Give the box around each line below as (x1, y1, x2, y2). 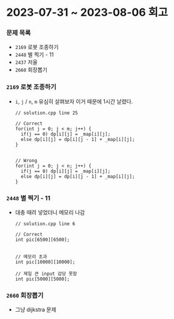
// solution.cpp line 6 (15, 221, 76, 227)
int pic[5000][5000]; (15, 276, 70, 282)
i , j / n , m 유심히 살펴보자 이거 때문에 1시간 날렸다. (15, 97, 133, 105)
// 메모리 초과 (15, 254, 47, 260)
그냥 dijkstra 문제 (15, 306, 56, 314)
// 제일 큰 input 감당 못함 (15, 271, 78, 277)
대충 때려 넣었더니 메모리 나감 (15, 209, 85, 216)
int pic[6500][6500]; (15, 237, 70, 243)
